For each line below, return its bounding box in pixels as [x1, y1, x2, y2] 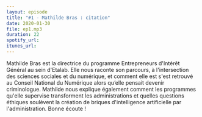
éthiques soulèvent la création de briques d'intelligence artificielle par [6, 98, 182, 105]
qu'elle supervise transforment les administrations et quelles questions [6, 92, 184, 99]
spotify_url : [6, 37, 40, 43]
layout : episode [6, 9, 48, 15]
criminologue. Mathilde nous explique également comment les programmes [6, 85, 197, 93]
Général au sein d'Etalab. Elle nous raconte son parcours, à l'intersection [6, 66, 189, 73]
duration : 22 [6, 32, 40, 38]
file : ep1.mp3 [6, 26, 43, 32]
